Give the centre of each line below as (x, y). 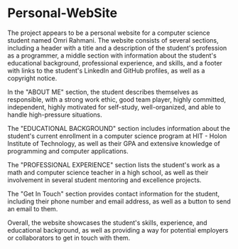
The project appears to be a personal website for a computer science (109, 33)
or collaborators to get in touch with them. (69, 238)
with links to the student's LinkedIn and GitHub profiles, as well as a (106, 70)
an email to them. (33, 208)
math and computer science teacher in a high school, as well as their (108, 172)
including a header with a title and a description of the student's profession (117, 48)
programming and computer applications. (68, 151)
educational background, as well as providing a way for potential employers (118, 230)
